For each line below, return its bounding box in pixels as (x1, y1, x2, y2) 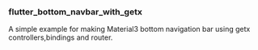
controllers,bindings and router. (8, 33, 113, 42)
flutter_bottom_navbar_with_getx (8, 6, 143, 17)
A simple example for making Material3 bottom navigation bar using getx (8, 25, 251, 34)
